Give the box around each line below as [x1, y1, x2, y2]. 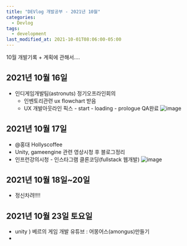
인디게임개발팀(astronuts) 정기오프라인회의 [14, 90, 116, 97]
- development [11, 31, 47, 37]
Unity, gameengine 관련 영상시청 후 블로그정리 [14, 148, 125, 155]
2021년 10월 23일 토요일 [6, 211, 93, 221]
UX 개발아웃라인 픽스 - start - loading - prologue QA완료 [23, 104, 160, 112]
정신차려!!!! [14, 192, 41, 199]
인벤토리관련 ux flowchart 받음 [23, 97, 97, 104]
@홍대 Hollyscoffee [14, 141, 63, 148]
